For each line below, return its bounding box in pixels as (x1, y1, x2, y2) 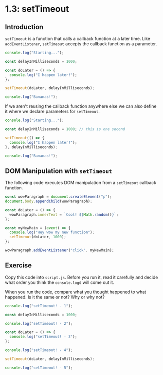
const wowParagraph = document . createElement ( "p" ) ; (5, 194, 112, 199)
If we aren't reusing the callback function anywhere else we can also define (5, 103, 157, 109)
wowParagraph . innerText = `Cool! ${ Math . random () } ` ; (9, 212, 119, 217)
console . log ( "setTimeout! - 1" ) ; (5, 303, 73, 308)
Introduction (5, 23, 44, 31)
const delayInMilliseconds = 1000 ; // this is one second (5, 127, 125, 131)
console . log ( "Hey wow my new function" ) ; (9, 230, 95, 235)
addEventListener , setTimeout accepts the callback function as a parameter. (5, 41, 157, 47)
